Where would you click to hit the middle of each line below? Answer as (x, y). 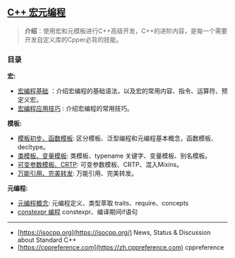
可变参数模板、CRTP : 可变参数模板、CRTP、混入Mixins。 (100, 165)
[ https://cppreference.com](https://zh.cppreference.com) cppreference (121, 247)
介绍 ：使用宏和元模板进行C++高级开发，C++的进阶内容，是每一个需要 (126, 31)
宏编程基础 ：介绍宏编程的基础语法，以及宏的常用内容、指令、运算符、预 (122, 91)
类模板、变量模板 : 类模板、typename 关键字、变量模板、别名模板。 (114, 156)
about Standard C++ (47, 240)
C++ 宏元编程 (37, 13)
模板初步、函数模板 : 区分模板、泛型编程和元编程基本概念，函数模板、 (117, 138)
